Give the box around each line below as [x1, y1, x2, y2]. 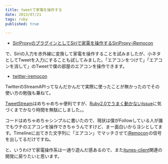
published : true [5, 21, 39, 27]
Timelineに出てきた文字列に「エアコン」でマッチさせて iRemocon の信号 [13, 130, 162, 136]
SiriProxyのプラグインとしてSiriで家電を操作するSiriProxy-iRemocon [12, 40, 153, 46]
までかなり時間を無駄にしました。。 [14, 107, 87, 113]
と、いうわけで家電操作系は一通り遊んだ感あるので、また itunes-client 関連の [5, 147, 163, 153]
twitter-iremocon [12, 73, 48, 79]
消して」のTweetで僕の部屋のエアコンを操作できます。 [14, 63, 127, 69]
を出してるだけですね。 [5, 136, 54, 142]
